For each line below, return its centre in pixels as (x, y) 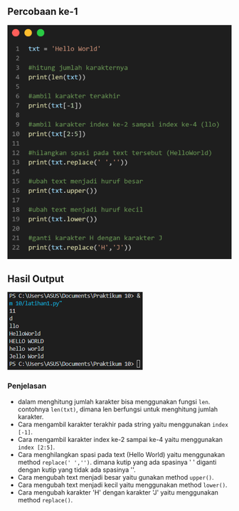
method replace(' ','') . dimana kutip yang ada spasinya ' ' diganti (117, 462)
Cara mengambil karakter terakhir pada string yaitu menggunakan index (123, 424)
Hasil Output (36, 279)
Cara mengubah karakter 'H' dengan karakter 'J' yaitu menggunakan (118, 492)
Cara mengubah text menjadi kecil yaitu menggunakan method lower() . (122, 485)
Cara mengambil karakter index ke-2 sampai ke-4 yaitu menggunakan (120, 439)
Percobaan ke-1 (43, 12)
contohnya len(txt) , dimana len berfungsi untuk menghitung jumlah (118, 409)
